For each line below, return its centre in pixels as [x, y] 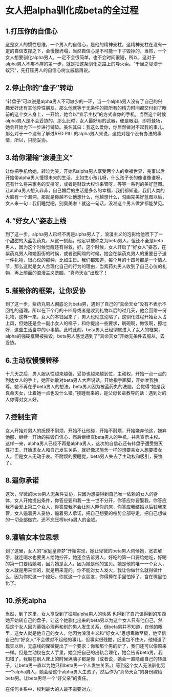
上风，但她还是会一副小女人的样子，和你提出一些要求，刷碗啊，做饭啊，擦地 [86, 323]
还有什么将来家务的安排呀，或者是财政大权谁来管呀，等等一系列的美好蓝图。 [86, 184]
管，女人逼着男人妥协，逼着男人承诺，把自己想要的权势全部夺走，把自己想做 [86, 513]
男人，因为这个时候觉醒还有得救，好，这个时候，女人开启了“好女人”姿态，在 [86, 247]
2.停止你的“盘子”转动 [39, 88]
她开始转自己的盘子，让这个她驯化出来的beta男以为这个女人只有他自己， [82, 620]
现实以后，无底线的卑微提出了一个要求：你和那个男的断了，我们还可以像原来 [86, 646]
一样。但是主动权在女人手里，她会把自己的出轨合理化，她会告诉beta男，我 [84, 653]
